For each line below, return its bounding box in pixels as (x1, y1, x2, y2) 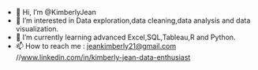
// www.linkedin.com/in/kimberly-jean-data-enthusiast (15, 53, 191, 62)
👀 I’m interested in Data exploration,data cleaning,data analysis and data (15, 16, 251, 25)
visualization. (15, 24, 59, 33)
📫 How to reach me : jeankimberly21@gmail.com (15, 42, 176, 50)
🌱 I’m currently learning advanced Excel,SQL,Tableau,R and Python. (15, 32, 236, 42)
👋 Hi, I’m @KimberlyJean (15, 8, 96, 17)
